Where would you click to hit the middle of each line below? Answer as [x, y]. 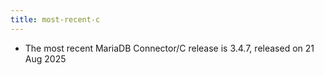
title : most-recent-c [55, 19]
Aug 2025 [45, 58]
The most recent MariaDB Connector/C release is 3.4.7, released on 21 [169, 48]
